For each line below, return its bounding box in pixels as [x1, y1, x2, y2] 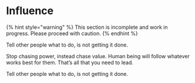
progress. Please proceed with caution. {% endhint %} [6, 29, 138, 36]
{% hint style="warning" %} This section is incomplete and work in [6, 24, 168, 31]
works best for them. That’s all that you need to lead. [6, 59, 134, 66]
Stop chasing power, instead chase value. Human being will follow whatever [6, 52, 190, 59]
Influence [6, 4, 54, 18]
